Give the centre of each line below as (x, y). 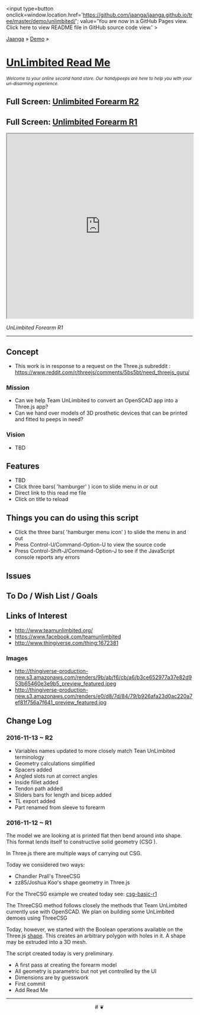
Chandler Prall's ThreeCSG (48, 876)
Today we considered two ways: (46, 865)
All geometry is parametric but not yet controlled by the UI (86, 971)
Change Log (29, 721)
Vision (16, 435)
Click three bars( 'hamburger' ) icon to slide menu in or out (86, 487)
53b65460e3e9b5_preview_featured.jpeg (65, 684)
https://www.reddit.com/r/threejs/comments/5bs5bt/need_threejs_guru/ (102, 372)
